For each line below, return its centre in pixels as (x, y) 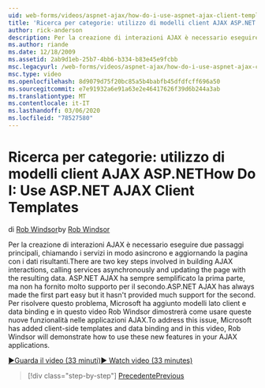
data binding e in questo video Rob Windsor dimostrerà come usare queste (130, 312)
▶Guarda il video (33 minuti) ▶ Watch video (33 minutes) (101, 360)
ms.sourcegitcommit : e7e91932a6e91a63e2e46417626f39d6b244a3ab (114, 89)
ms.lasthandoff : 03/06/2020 (54, 111)
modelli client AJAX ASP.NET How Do (132, 174)
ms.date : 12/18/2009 (42, 52)
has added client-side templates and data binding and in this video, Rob (125, 328)
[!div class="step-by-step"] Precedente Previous (106, 375)
